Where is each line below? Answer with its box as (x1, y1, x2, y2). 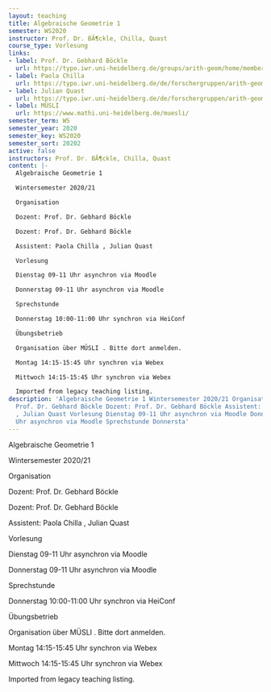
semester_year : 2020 (8, 124, 78, 132)
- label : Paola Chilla (8, 72, 85, 80)
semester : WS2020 (8, 27, 67, 35)
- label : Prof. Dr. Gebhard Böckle (8, 57, 128, 65)
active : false (8, 147, 56, 155)
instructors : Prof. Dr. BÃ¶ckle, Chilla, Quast (8, 154, 172, 162)
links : (8, 49, 31, 57)
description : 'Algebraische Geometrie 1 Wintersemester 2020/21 (8, 395, 229, 403)
